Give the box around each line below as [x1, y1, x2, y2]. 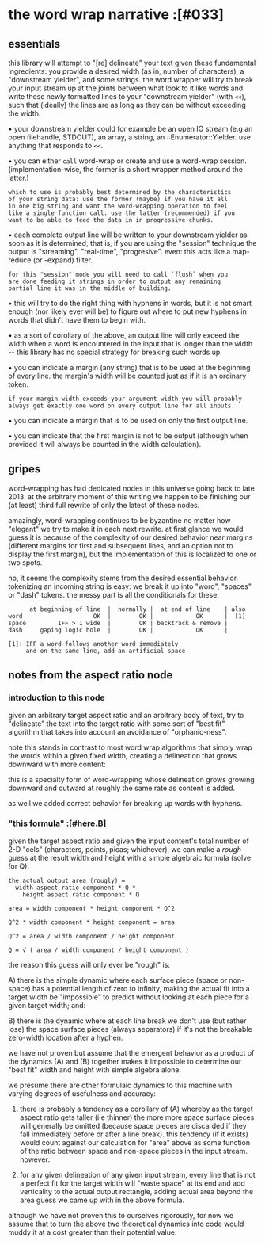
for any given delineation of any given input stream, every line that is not [19, 1170, 256, 1179]
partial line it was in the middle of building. [8, 285, 172, 292]
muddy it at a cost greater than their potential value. [8, 1227, 177, 1237]
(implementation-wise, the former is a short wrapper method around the [8, 165, 244, 174]
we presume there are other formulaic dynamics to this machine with [8, 1080, 233, 1090]
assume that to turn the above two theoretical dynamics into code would [8, 1219, 244, 1228]
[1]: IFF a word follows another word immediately [8, 640, 179, 647]
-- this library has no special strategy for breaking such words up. [8, 347, 223, 357]
